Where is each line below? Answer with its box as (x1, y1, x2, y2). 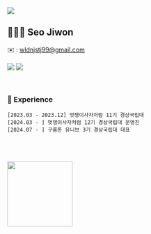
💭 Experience (7, 94, 54, 104)
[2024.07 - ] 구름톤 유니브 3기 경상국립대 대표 (7, 127, 131, 134)
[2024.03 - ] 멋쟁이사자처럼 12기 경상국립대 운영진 (7, 119, 140, 126)
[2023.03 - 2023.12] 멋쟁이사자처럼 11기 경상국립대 (7, 111, 145, 119)
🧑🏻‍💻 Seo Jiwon (7, 26, 74, 38)
